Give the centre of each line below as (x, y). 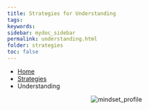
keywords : (21, 26)
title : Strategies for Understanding (62, 13)
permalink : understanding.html (52, 39)
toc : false (23, 52)
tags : (15, 20)
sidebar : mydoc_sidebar (42, 33)
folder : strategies (35, 45)
